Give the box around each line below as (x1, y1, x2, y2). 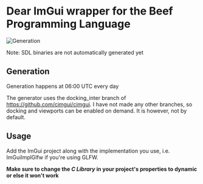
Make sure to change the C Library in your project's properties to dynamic (6, 165, 198, 172)
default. (6, 113, 26, 120)
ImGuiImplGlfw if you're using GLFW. (6, 153, 98, 161)
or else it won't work (6, 171, 59, 179)
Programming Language (6, 17, 131, 31)
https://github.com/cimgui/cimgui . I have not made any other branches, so (6, 100, 193, 108)
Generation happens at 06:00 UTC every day (6, 82, 119, 90)
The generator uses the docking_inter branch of (6, 94, 126, 101)
